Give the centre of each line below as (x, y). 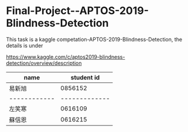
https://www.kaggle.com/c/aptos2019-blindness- (66, 57)
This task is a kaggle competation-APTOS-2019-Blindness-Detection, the (94, 39)
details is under (25, 46)
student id (85, 77)
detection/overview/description (44, 63)
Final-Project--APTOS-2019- (78, 11)
